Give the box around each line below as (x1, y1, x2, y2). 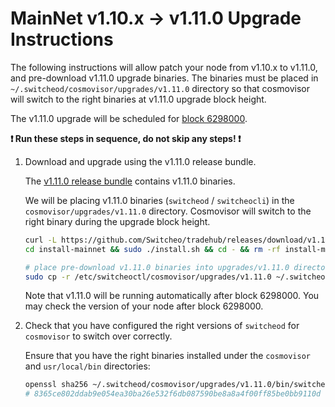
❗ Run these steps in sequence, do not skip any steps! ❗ (10, 132, 242, 144)
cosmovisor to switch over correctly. (24, 330, 173, 342)
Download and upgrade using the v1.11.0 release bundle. (24, 155, 257, 167)
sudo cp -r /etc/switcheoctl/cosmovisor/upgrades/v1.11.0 (24, 272, 272, 282)
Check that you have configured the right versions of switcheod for (24, 320, 300, 332)
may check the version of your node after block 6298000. (24, 300, 264, 312)
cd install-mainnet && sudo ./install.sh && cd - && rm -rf (24, 244, 282, 254)
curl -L (24, 235, 57, 245)
